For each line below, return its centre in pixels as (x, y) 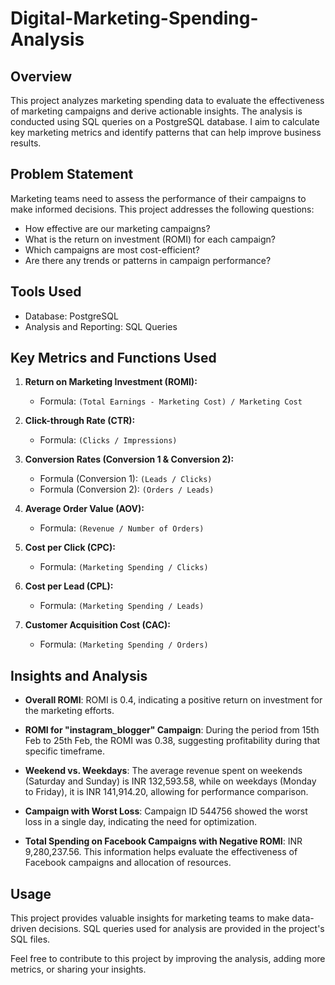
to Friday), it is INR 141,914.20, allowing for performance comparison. (166, 792)
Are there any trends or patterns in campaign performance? (148, 260)
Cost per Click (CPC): (70, 548)
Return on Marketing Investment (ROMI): (111, 382)
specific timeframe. (64, 751)
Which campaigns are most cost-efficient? (112, 249)
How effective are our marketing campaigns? (117, 228)
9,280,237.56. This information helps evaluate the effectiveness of (161, 852)
